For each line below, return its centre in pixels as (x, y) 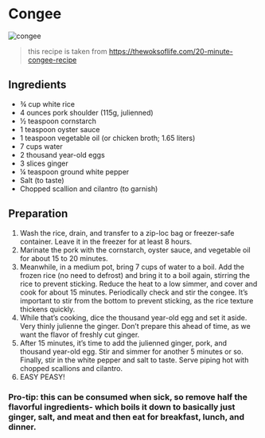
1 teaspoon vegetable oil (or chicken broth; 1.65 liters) (107, 138)
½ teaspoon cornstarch (58, 121)
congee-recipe (52, 60)
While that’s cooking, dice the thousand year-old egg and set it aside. (133, 317)
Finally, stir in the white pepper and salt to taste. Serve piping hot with (134, 360)
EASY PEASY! (42, 377)
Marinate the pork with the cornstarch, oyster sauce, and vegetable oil (135, 250)
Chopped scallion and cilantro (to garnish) (89, 189)
